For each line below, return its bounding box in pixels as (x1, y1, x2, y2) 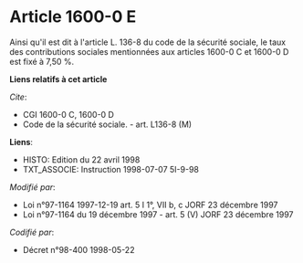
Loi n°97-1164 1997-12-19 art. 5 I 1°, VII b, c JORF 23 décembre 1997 (22, 199, 278, 210)
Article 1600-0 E (9, 6, 137, 27)
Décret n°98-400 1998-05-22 (22, 244, 135, 255)
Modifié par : (9, 181, 57, 193)
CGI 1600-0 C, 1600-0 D (22, 109, 114, 120)
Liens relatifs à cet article (9, 73, 108, 84)
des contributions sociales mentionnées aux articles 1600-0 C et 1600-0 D (9, 46, 289, 57)
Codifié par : (9, 226, 55, 237)
